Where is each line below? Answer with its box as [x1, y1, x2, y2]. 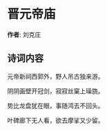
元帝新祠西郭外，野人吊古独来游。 [7, 72, 104, 80]
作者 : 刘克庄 [7, 30, 41, 39]
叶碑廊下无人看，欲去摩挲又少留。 [7, 116, 104, 124]
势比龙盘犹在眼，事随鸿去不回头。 [7, 101, 104, 110]
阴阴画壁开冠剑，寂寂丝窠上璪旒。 [7, 87, 104, 95]
